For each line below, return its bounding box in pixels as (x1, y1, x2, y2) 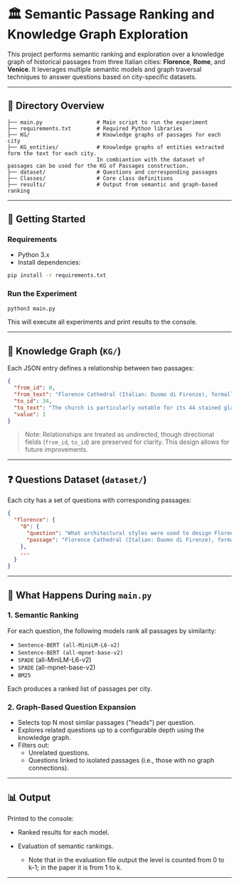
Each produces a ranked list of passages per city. (7, 684, 153, 693)
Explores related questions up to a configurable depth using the (17, 726, 205, 734)
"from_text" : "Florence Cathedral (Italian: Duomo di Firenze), (14, 391, 208, 398)
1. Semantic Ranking (7, 610, 79, 620)
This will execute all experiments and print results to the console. (7, 318, 198, 327)
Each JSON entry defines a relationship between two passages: (7, 364, 194, 373)
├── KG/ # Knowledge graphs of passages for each (7, 131, 221, 138)
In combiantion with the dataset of (96, 156, 205, 163)
